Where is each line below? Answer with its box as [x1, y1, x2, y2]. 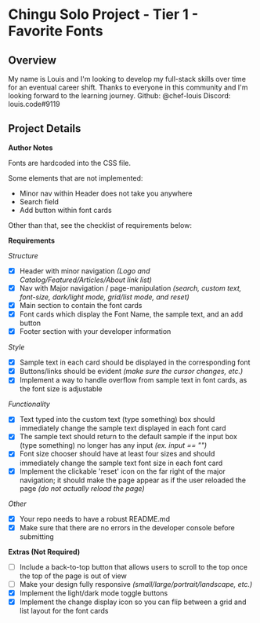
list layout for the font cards [19, 606, 109, 615]
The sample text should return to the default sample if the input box [19, 432, 237, 442]
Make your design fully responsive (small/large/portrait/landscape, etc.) [19, 579, 253, 588]
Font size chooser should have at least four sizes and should [19, 449, 215, 459]
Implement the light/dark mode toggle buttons [19, 588, 168, 598]
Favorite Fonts [8, 22, 103, 40]
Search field [19, 196, 59, 206]
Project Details [8, 122, 81, 135]
